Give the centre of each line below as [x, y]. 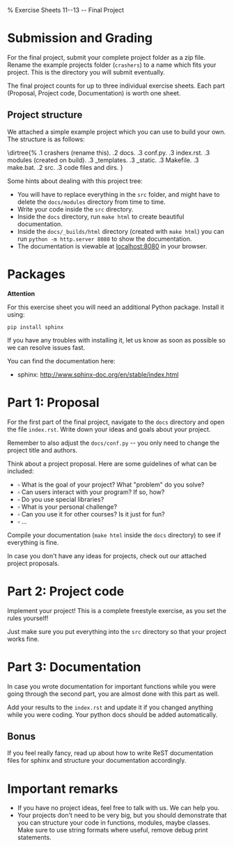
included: [21, 471]
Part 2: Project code [66, 591]
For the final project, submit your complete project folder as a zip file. [106, 57]
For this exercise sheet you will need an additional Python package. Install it [116, 307]
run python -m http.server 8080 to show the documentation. [104, 239]
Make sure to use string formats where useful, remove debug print [112, 830]
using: [16, 314]
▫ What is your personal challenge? [67, 507]
